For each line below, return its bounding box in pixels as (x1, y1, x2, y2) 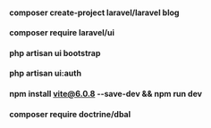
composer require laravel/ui (9, 28, 114, 38)
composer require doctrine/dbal (9, 108, 131, 119)
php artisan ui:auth (9, 68, 82, 79)
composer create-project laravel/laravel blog (9, 7, 180, 18)
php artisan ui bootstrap (9, 47, 101, 58)
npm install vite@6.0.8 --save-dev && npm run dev (9, 88, 203, 99)
